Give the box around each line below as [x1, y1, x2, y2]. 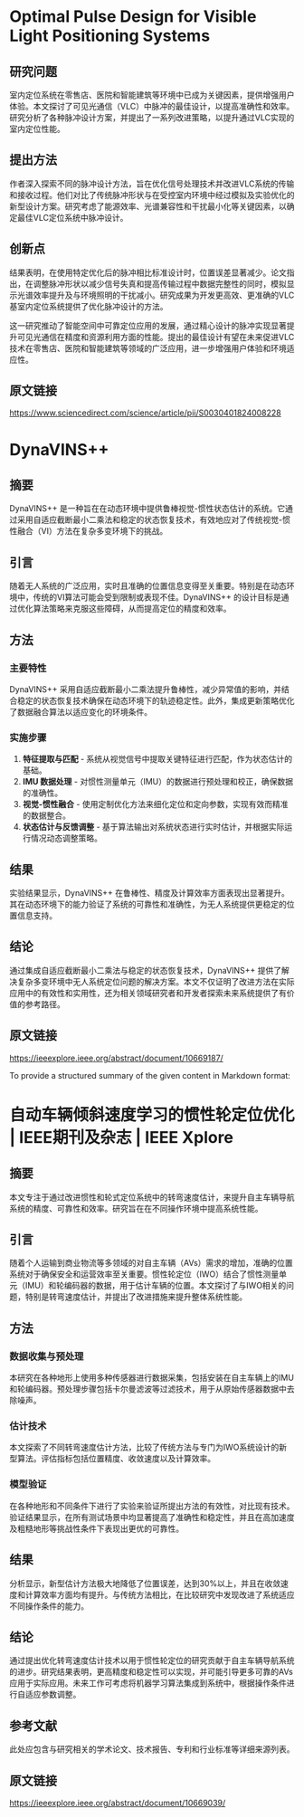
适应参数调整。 [24, 1689, 81, 1700]
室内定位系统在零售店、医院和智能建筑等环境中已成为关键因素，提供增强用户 [9, 90, 295, 100]
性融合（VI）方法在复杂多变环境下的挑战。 [9, 526, 168, 537]
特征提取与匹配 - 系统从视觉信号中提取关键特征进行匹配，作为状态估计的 [22, 754, 293, 765]
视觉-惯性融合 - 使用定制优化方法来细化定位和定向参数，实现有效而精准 [22, 799, 289, 810]
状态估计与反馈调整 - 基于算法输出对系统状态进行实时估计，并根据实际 [22, 822, 285, 832]
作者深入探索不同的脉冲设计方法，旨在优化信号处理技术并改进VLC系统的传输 [9, 178, 295, 189]
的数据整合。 [22, 810, 71, 821]
